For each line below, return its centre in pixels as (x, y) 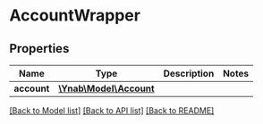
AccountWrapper (75, 16)
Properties (39, 49)
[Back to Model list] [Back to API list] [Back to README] (112, 111)
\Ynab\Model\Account (106, 88)
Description (189, 74)
